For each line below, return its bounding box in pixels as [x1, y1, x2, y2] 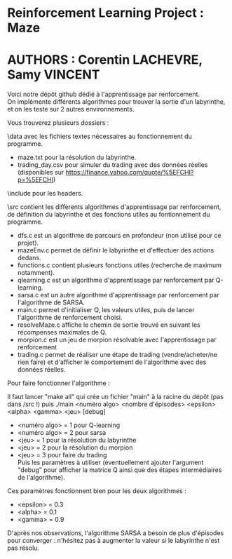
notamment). [17, 269, 55, 277]
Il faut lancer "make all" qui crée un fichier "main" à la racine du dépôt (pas [7, 393, 224, 401]
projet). [17, 238, 39, 247]
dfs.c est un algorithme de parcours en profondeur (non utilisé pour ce [17, 231, 222, 240]
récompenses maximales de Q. [17, 328, 107, 337]
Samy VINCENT [7, 67, 100, 83]
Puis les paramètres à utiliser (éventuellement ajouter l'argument [17, 458, 204, 467]
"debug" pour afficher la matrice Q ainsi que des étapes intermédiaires [17, 466, 222, 474]
